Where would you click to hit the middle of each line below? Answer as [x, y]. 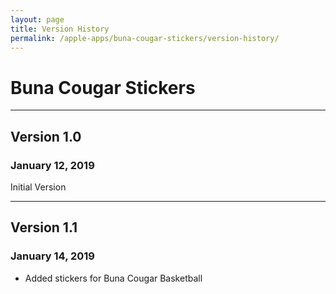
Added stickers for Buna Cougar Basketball [113, 278]
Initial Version [38, 187]
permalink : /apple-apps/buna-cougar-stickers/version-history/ [145, 38]
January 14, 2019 [52, 256]
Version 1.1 [44, 227]
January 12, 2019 [52, 165]
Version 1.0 [46, 136]
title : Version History [60, 29]
